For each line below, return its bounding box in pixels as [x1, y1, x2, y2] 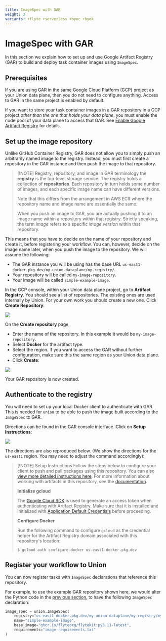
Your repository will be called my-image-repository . [12, 272, 116, 278]
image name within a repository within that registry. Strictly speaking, [17, 216, 159, 222]
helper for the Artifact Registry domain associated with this [17, 533, 137, 539]
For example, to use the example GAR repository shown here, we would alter [5, 589, 161, 594]
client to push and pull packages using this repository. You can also [17, 468, 155, 474]
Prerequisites [5, 74, 47, 82]
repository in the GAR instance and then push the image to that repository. [5, 160, 157, 166]
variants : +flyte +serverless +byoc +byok [5, 16, 94, 21]
